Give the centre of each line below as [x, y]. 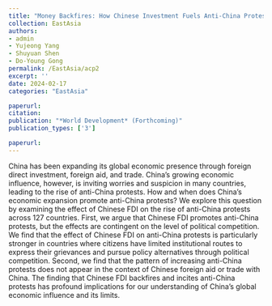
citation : [25, 113]
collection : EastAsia [45, 23]
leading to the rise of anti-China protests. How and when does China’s [125, 192]
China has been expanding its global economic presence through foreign [130, 166]
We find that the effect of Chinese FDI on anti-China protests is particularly [133, 235]
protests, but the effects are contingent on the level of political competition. [134, 226]
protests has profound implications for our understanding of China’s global [132, 286]
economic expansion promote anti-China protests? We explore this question [135, 200]
